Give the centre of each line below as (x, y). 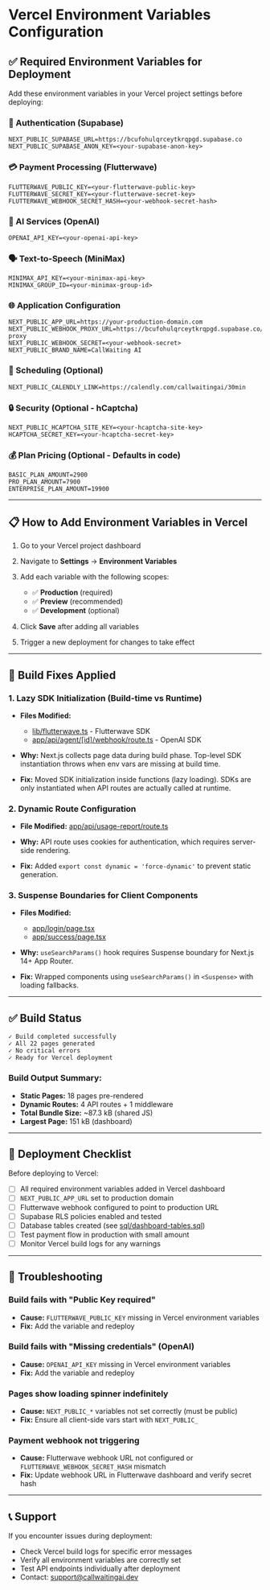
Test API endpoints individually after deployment (100, 1569)
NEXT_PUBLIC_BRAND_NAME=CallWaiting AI (75, 350)
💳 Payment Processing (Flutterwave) (83, 167)
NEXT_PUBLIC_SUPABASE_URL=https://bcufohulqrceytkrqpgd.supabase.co (125, 140)
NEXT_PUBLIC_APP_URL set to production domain (97, 1198)
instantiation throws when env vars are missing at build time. (120, 764)
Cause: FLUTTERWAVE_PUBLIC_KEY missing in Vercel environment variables (139, 1317)
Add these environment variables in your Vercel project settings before (125, 93)
